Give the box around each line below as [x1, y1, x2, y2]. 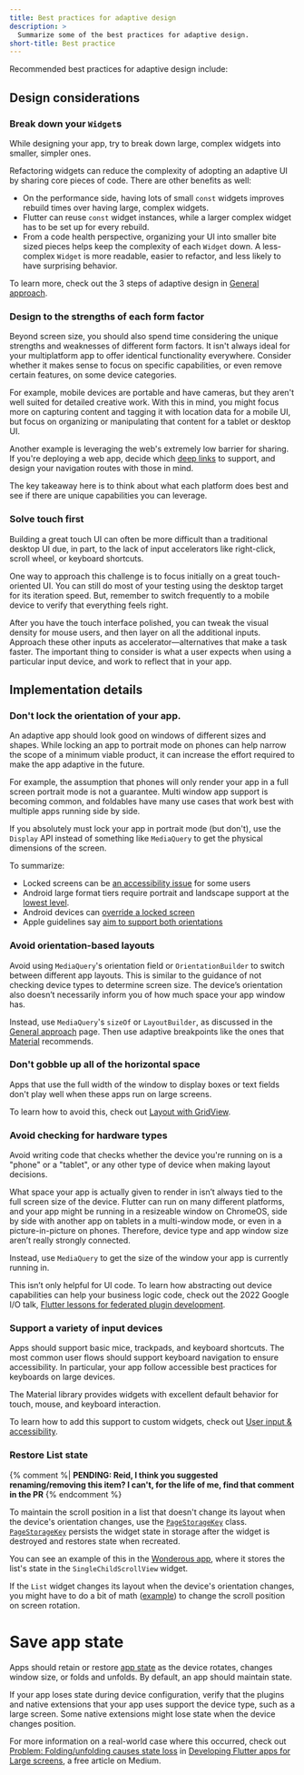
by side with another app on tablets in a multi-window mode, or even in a [9, 1215, 282, 1226]
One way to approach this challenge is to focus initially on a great [9, 570, 254, 581]
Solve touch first [9, 513, 84, 526]
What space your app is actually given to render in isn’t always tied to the [9, 1186, 283, 1197]
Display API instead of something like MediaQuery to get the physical [9, 833, 263, 844]
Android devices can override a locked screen [22, 907, 195, 918]
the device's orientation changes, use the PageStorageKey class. [9, 1516, 248, 1527]
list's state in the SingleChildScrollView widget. [9, 1562, 189, 1574]
